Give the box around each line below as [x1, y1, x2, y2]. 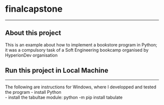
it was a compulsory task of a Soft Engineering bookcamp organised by [5, 47, 149, 53]
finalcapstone [5, 3, 62, 15]
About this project [5, 29, 61, 37]
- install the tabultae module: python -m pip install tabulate [5, 94, 123, 100]
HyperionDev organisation [5, 52, 58, 58]
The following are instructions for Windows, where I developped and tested [5, 84, 157, 90]
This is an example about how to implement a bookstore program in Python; [5, 42, 158, 47]
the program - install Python [5, 89, 62, 95]
